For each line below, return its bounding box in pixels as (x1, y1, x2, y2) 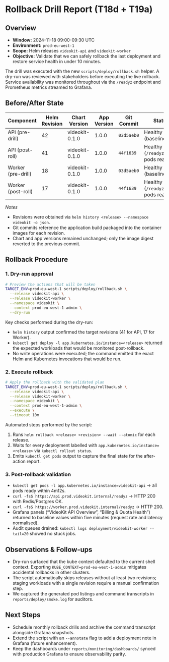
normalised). (12, 520, 39, 526)
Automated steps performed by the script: (5, 421, 93, 427)
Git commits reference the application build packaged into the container (12, 225, 162, 231)
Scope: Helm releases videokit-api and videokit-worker (12, 48, 131, 53)
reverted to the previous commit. (12, 241, 80, 247)
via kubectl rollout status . (34, 448, 93, 454)
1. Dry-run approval (5, 270, 54, 278)
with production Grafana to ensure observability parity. (12, 651, 126, 657)
